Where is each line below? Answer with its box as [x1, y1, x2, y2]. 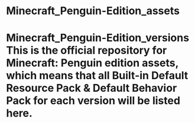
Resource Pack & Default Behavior [6, 82, 177, 95]
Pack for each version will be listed [6, 94, 181, 108]
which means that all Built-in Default [6, 69, 188, 82]
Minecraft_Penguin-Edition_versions [6, 31, 190, 45]
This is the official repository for [6, 44, 167, 57]
